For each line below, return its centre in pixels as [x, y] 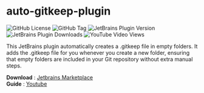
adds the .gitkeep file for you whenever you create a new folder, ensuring [98, 52]
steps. [14, 66]
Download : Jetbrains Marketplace [50, 77]
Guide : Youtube [27, 84]
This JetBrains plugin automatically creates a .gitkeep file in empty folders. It [102, 46]
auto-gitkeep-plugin [59, 11]
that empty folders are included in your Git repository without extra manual [100, 59]
